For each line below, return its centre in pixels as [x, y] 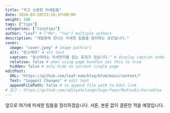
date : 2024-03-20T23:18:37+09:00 [40, 15]
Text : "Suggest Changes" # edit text [50, 81]
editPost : [16, 71]
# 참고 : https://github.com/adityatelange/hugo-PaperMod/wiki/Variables [83, 90]
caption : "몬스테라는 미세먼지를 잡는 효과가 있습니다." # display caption [81, 57]
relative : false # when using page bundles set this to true [76, 62]
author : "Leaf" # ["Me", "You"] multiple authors [59, 33]
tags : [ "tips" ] [21, 24]
